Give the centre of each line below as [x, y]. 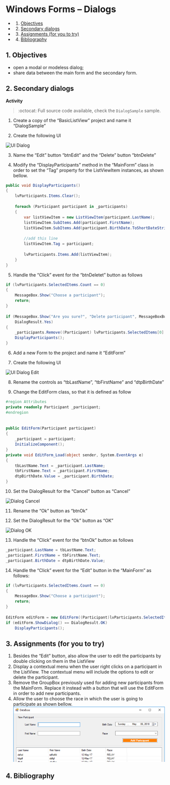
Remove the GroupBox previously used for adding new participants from [88, 683]
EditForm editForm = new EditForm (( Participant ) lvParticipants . [75, 617]
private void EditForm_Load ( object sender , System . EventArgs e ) [75, 455]
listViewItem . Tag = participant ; [59, 244]
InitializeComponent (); [40, 444]
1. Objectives [26, 55]
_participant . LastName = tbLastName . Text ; [51, 550]
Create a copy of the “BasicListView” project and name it [72, 120]
